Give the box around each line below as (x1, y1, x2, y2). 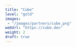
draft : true (5, 35, 30, 40)
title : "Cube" (5, 7, 35, 12)
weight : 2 (5, 30, 26, 35)
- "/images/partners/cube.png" (7, 21, 72, 26)
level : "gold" (5, 12, 35, 17)
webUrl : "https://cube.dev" (5, 25, 63, 30)
